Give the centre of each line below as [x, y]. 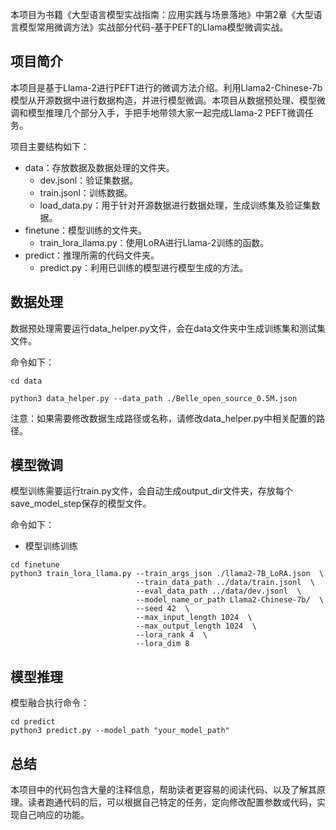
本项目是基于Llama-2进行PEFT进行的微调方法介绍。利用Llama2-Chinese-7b [166, 87]
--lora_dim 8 [162, 644]
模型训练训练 [51, 546]
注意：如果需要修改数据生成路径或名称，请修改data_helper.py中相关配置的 [163, 418]
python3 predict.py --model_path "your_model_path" [120, 731]
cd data [26, 381]
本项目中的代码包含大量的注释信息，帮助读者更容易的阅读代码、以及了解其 [163, 790]
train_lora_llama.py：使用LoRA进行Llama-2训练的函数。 [154, 242]
